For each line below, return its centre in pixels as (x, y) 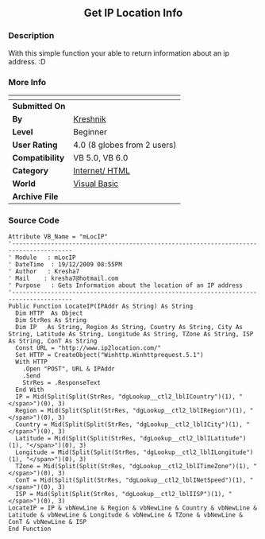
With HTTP (31, 362)
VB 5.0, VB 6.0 (101, 157)
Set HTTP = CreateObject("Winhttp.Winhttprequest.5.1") (109, 355)
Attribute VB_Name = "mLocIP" (58, 237)
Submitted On (39, 106)
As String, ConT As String (53, 341)
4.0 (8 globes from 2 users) (125, 145)
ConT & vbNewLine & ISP (48, 522)
